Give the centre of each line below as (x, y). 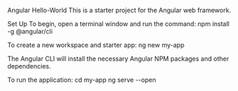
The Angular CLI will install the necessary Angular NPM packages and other (118, 59)
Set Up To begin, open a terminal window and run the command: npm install (118, 24)
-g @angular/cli (30, 31)
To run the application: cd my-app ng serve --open (82, 80)
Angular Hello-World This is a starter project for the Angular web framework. (119, 10)
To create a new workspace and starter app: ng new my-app (96, 45)
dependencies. (29, 66)
